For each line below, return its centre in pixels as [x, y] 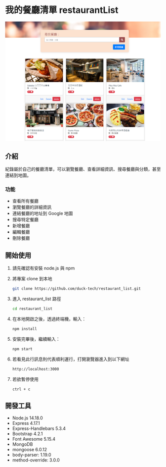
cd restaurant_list [32, 309]
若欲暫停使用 [25, 379]
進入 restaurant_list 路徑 [37, 299]
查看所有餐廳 [25, 201]
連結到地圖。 [18, 175]
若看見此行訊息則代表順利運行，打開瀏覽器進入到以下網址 [71, 359]
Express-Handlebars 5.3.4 [39, 428]
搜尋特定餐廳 [25, 220]
